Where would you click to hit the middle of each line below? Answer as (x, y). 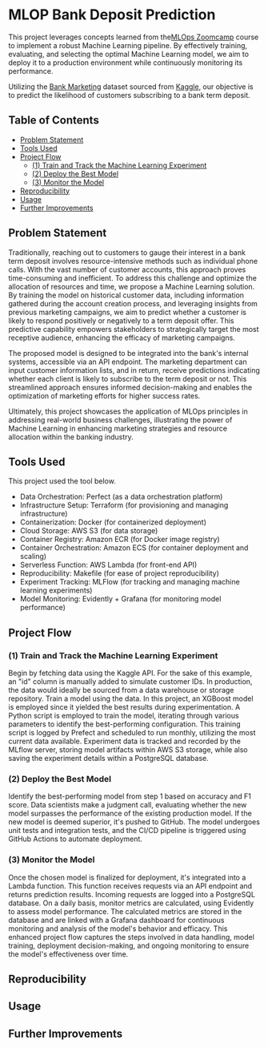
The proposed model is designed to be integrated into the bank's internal (129, 353)
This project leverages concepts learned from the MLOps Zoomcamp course (134, 37)
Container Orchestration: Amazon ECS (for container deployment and (134, 548)
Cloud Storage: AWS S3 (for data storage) (89, 531)
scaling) (33, 556)
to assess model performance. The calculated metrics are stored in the (125, 911)
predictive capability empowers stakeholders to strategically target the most (134, 329)
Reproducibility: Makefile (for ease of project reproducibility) (120, 573)
